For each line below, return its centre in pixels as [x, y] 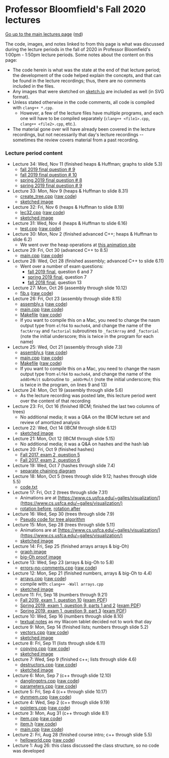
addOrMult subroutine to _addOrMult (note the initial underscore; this [90, 380]
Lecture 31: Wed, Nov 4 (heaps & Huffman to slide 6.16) [70, 223]
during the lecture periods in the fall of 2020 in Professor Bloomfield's [78, 49]
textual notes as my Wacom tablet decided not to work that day [86, 622]
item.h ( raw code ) [38, 724]
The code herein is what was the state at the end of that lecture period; [86, 70]
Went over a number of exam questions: [62, 267]
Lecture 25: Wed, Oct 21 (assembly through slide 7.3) [67, 347]
